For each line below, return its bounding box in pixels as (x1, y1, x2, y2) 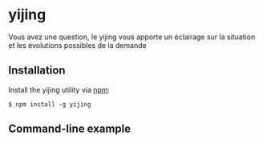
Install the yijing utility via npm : (8, 85, 111, 94)
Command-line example (8, 122, 131, 136)
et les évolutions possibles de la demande (8, 40, 147, 50)
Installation (8, 64, 66, 77)
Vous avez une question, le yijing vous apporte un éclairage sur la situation (8, 32, 256, 42)
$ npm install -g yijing (8, 100, 91, 109)
